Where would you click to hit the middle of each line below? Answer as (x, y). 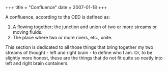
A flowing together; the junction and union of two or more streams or (85, 27)
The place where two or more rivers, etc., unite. (63, 38)
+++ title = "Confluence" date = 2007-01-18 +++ (56, 7)
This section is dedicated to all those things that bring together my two (79, 47)
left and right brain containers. (37, 63)
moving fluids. (27, 32)
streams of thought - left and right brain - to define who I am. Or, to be (79, 53)
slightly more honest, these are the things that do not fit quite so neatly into (84, 58)
